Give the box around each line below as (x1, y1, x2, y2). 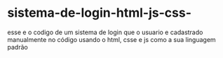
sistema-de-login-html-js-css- (7, 5, 191, 21)
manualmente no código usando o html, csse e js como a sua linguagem (7, 35, 216, 43)
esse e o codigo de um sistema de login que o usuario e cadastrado (7, 28, 203, 36)
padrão (7, 43, 28, 51)
